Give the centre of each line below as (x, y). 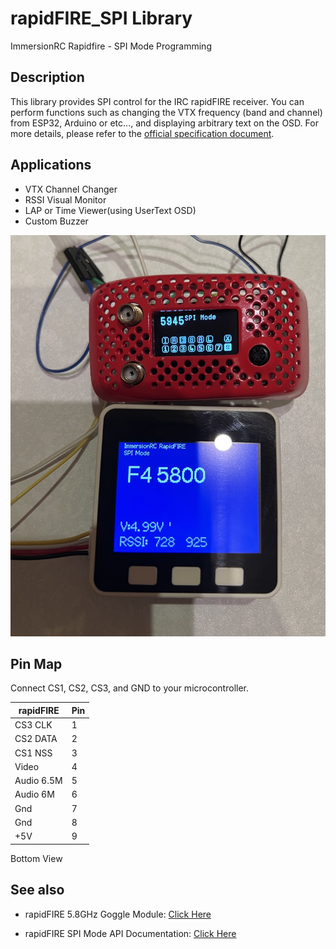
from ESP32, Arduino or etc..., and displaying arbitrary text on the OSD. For (164, 123)
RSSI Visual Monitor (65, 199)
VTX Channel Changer (71, 189)
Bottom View (36, 858)
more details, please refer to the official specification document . (142, 133)
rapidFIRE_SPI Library (101, 18)
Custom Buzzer (56, 221)
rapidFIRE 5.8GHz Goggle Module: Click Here (118, 914)
